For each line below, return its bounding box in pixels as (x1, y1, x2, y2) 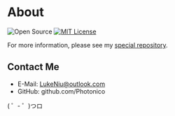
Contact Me (7, 61, 59, 73)
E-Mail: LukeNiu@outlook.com (17, 80, 106, 88)
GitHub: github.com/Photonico (17, 87, 106, 95)
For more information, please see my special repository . (7, 41, 168, 49)
